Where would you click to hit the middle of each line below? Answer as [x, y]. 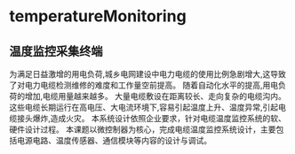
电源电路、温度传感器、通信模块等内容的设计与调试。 [114, 140]
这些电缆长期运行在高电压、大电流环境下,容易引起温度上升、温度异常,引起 [144, 107]
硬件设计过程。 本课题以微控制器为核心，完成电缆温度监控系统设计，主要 [143, 129]
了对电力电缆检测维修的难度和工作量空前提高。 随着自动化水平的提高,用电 [144, 85]
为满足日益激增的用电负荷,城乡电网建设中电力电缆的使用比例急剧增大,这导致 [148, 74]
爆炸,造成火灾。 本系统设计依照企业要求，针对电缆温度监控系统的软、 [159, 118]
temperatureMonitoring [98, 16]
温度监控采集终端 [56, 51]
